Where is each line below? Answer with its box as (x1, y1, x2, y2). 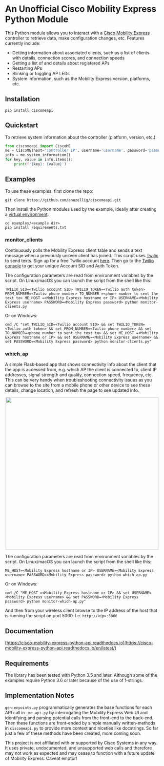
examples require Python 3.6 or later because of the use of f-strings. (5, 677, 143, 683)
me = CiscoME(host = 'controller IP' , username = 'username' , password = (5, 148, 147, 153)
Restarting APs (12, 65, 42, 71)
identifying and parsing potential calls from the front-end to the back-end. (5, 715, 154, 721)
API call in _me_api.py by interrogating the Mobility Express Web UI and (5, 709, 148, 715)
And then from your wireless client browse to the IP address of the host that (5, 607, 158, 613)
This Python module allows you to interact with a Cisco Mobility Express (5, 30, 150, 36)
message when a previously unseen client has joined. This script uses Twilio (5, 253, 159, 259)
